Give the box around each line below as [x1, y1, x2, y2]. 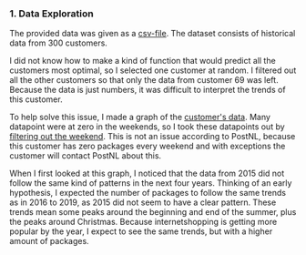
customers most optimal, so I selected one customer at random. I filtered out [9, 65, 297, 76]
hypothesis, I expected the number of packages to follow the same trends [9, 188, 287, 199]
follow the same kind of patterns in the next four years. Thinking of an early [9, 178, 292, 189]
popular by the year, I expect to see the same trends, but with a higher [9, 226, 273, 237]
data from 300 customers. [9, 37, 107, 48]
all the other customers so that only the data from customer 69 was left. [9, 75, 280, 86]
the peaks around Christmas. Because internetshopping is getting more [9, 217, 278, 228]
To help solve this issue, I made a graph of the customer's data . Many [9, 112, 271, 123]
